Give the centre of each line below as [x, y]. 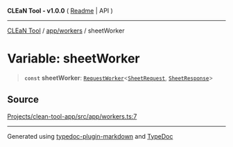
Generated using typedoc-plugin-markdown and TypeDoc [90, 136]
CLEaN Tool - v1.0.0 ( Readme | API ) [60, 11]
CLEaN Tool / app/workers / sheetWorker [66, 31]
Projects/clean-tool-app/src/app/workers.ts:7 [72, 116]
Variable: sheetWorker [74, 59]
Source [23, 100]
